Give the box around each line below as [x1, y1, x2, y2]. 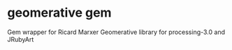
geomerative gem [7, 5, 112, 21]
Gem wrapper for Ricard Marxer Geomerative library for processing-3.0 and [7, 28, 226, 36]
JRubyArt [7, 35, 34, 43]
